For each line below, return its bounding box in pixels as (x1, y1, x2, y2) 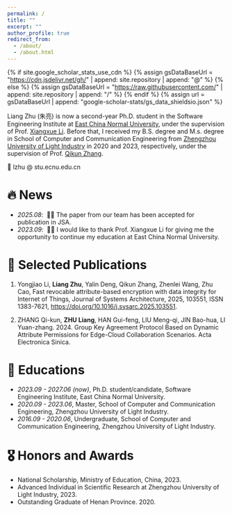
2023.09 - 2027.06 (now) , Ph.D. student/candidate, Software (17, 385, 191, 393)
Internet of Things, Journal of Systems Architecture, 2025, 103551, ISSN (17, 295, 224, 303)
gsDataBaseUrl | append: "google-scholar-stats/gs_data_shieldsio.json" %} (7, 97, 224, 106)
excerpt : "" (7, 23, 42, 30)
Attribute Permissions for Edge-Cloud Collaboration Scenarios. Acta (17, 330, 212, 339)
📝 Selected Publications (7, 257, 147, 272)
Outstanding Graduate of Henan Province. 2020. (17, 498, 156, 506)
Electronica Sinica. (17, 338, 71, 346)
